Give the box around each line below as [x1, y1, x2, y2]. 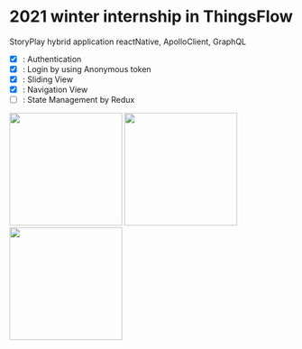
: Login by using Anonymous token [22, 64, 151, 74]
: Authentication [22, 53, 82, 64]
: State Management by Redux [22, 95, 135, 106]
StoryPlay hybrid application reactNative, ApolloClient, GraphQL [9, 36, 247, 47]
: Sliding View [22, 74, 74, 85]
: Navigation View [22, 84, 88, 96]
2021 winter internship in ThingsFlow [9, 6, 293, 27]
